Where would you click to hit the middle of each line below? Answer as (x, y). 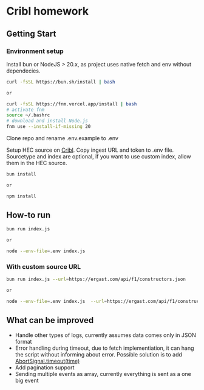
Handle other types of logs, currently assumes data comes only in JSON (105, 335)
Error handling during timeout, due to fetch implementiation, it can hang (104, 348)
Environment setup (35, 51)
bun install (21, 174)
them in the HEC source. (37, 163)
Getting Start (31, 34)
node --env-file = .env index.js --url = (57, 302)
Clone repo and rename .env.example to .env (62, 138)
